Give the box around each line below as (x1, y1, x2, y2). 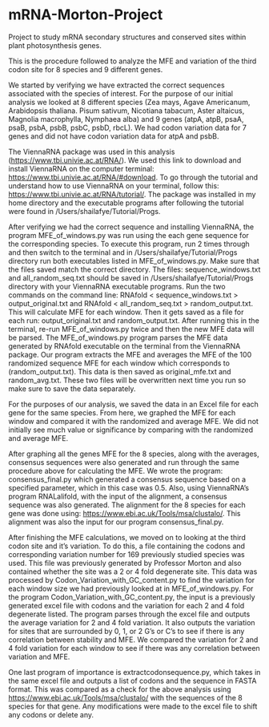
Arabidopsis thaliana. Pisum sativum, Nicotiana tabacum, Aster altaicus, (8, 106, 245, 115)
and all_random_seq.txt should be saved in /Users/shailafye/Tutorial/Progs (8, 273, 254, 282)
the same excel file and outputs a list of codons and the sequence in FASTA (8, 676, 257, 685)
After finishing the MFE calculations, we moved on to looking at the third (8, 532, 246, 542)
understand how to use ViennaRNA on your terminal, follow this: (8, 180, 219, 190)
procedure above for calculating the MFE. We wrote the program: (8, 466, 223, 475)
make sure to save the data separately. (8, 383, 136, 394)
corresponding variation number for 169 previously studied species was (8, 549, 246, 559)
